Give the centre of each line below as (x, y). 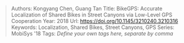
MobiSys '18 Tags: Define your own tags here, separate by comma (92, 34)
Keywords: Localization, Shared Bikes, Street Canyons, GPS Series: (93, 27)
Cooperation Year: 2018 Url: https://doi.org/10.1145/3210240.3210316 (94, 21)
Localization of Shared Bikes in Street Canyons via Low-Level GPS (91, 15)
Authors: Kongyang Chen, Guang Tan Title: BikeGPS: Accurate (87, 9)
